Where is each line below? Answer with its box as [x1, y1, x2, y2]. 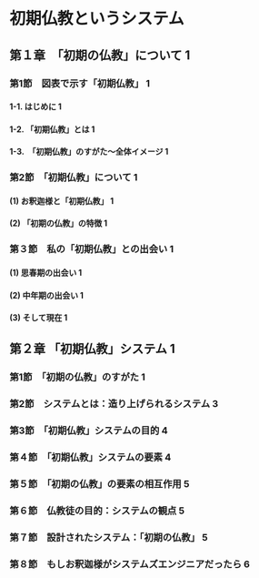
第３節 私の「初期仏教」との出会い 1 [9, 243, 174, 256]
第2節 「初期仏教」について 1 [9, 171, 138, 184]
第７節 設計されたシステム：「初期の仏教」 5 [9, 531, 208, 543]
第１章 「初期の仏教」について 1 [9, 47, 191, 63]
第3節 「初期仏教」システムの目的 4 [9, 424, 168, 437]
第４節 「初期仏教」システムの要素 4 [9, 451, 172, 464]
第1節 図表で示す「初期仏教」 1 [9, 76, 151, 89]
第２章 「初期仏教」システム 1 [9, 341, 175, 357]
